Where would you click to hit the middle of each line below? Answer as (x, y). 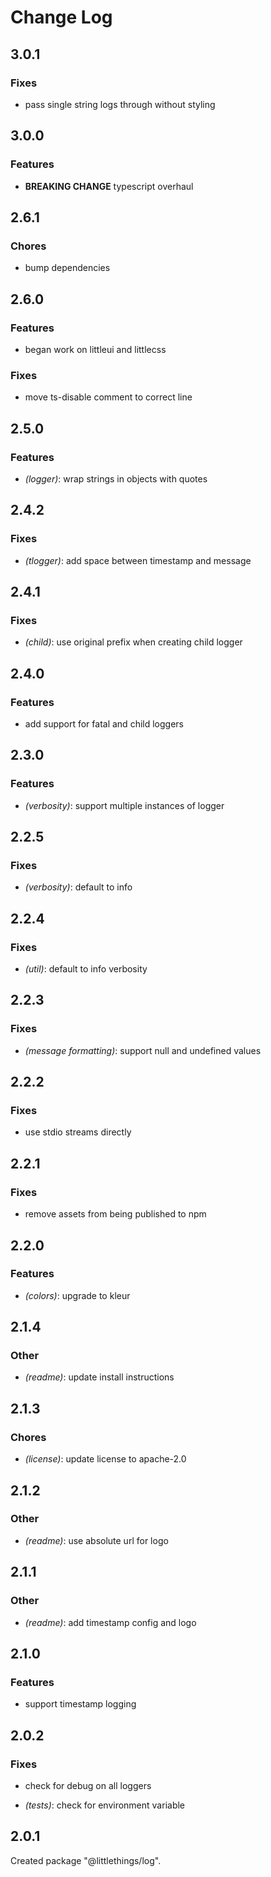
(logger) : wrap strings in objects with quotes (116, 478)
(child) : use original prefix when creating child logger (133, 642)
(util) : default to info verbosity (86, 969)
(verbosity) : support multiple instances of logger (124, 805)
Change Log (61, 17)
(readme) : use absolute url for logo (96, 1540)
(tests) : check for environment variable (105, 1805)
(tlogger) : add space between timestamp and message (138, 560)
